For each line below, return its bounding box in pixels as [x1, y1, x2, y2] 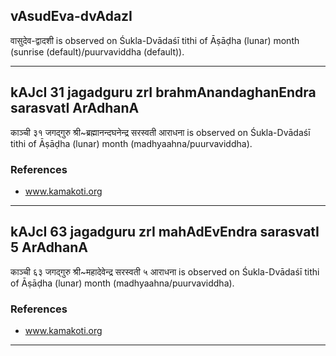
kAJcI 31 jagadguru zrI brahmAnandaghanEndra [10, 84, 317, 101]
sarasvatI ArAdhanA [10, 100, 140, 117]
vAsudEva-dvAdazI [10, 8, 133, 25]
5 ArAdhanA [10, 239, 88, 256]
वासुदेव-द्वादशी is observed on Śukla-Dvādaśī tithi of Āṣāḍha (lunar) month [10, 34, 300, 46]
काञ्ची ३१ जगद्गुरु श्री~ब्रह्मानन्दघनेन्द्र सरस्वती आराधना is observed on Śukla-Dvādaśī [10, 126, 311, 138]
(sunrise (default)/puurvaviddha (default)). [10, 45, 185, 58]
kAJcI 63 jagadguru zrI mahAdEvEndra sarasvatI [10, 224, 320, 241]
